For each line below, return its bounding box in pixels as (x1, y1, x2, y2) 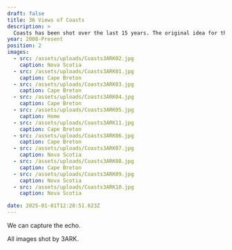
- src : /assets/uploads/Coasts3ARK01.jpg (13, 68, 135, 75)
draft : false (7, 10, 45, 17)
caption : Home (19, 113, 60, 119)
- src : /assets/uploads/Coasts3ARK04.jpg (13, 94, 135, 101)
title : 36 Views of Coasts (7, 17, 85, 23)
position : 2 (7, 42, 41, 49)
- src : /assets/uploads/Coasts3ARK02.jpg (13, 55, 135, 62)
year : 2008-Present (7, 36, 64, 43)
